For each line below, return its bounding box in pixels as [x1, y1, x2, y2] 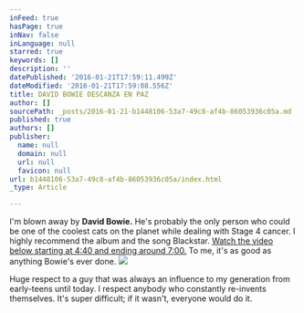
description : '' [9, 65, 71, 74]
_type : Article [9, 183, 68, 193]
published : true [9, 115, 71, 124]
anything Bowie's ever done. [9, 256, 117, 267]
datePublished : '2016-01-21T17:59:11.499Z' [9, 73, 178, 82]
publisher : [9, 132, 51, 141]
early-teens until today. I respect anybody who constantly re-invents [9, 284, 267, 295]
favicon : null [17, 166, 71, 175]
